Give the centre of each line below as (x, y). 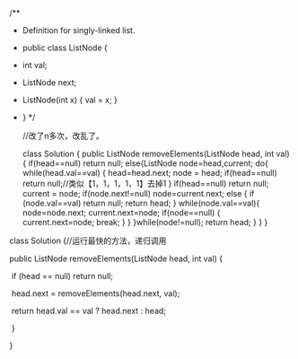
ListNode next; (49, 83)
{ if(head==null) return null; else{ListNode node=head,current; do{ (145, 163)
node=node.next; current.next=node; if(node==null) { (121, 213)
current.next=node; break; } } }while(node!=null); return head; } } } (145, 222)
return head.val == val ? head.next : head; (89, 311)
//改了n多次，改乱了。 (63, 136)
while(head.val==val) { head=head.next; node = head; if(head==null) (150, 173)
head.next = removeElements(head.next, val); (96, 293)
